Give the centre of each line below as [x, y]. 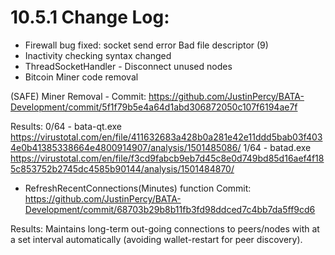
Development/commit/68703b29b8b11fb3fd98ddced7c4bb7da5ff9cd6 [170, 209]
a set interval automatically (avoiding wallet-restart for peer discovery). [156, 239]
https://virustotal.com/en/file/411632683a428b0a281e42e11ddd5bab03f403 [166, 137]
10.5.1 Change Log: [90, 17]
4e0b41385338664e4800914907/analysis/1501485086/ [126, 147]
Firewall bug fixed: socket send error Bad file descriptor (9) [146, 45]
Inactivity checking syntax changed [98, 55]
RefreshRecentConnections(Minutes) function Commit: [138, 188]
